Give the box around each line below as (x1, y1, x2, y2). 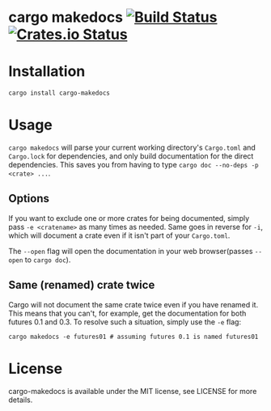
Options (8, 192, 50, 205)
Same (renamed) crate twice (8, 278, 155, 292)
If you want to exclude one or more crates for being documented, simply (8, 213, 250, 222)
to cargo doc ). (24, 255, 71, 265)
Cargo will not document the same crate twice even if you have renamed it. (8, 299, 259, 309)
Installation (8, 62, 86, 81)
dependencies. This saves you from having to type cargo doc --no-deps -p (8, 160, 259, 170)
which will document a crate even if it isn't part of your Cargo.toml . (8, 231, 231, 240)
